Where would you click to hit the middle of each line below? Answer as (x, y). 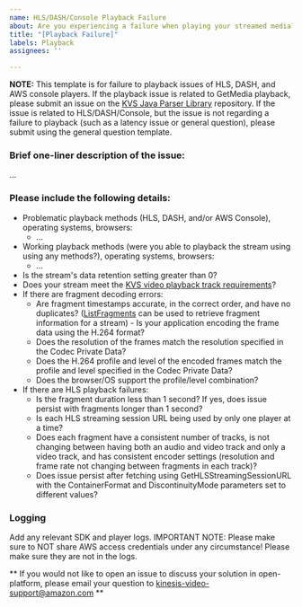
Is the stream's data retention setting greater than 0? (120, 275)
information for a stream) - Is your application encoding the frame (157, 322)
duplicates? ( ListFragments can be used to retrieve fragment (148, 313)
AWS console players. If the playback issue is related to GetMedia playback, (150, 94)
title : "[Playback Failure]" (64, 34)
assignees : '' (36, 51)
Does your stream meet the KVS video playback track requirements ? (149, 285)
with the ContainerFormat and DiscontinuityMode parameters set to (160, 485)
